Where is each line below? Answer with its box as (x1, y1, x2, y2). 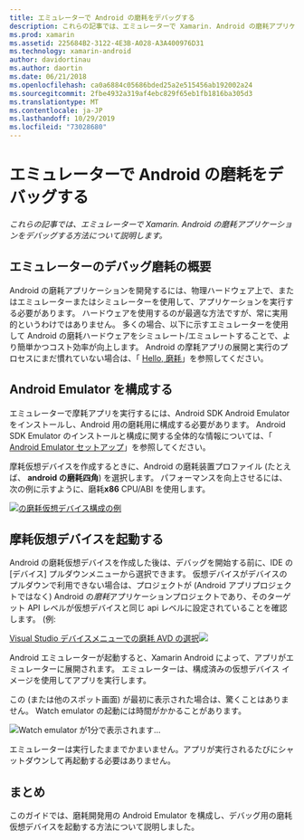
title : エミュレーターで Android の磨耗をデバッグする (9, 13, 195, 23)
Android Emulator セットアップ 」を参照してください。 (9, 441, 211, 453)
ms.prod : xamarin (9, 30, 75, 39)
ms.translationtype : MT (9, 97, 100, 107)
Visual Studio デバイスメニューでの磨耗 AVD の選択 (9, 633, 200, 644)
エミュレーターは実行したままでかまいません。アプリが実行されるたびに (9, 744, 279, 755)
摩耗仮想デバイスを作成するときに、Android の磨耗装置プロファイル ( (9, 461, 269, 472)
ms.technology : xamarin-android (9, 47, 131, 56)
